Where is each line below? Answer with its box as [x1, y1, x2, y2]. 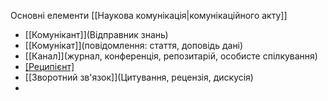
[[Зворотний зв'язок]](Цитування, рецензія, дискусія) [24, 71, 254, 83]
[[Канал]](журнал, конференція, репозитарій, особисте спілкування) [24, 50, 318, 62]
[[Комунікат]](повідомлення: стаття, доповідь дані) [24, 40, 244, 51]
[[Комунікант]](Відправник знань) [24, 29, 169, 40]
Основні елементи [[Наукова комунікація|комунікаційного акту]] [10, 10, 288, 21]
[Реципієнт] [24, 61, 75, 72]
